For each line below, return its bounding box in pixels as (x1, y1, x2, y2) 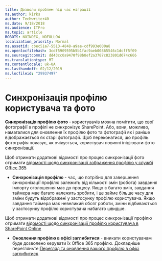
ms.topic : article (5, 30, 43, 35)
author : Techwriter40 (5, 16, 49, 21)
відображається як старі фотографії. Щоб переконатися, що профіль (5, 134, 149, 140)
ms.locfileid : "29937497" (5, 71, 58, 76)
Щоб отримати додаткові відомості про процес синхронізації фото (5, 154, 144, 160)
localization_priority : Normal (5, 39, 69, 44)
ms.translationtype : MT (5, 57, 54, 62)
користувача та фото (5, 103, 95, 114)
